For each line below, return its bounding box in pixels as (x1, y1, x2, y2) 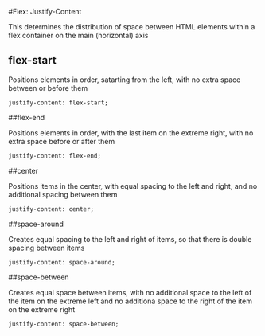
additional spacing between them (8, 189, 118, 199)
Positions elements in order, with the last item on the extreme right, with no (8, 127, 254, 138)
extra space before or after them (8, 136, 115, 146)
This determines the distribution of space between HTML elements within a (8, 22, 255, 31)
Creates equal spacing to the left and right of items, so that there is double (8, 234, 252, 244)
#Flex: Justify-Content (8, 7, 82, 16)
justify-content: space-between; (8, 320, 119, 328)
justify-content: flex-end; (8, 151, 102, 160)
